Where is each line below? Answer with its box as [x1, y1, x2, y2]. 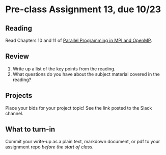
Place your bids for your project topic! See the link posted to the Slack [5, 105, 152, 111]
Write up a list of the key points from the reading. [12, 65, 116, 72]
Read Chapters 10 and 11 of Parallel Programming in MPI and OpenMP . [5, 37, 152, 43]
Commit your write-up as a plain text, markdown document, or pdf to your [5, 139, 160, 145]
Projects [5, 91, 33, 100]
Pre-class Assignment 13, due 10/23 [5, 4, 161, 15]
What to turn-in [5, 125, 56, 134]
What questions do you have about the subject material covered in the [12, 71, 160, 77]
